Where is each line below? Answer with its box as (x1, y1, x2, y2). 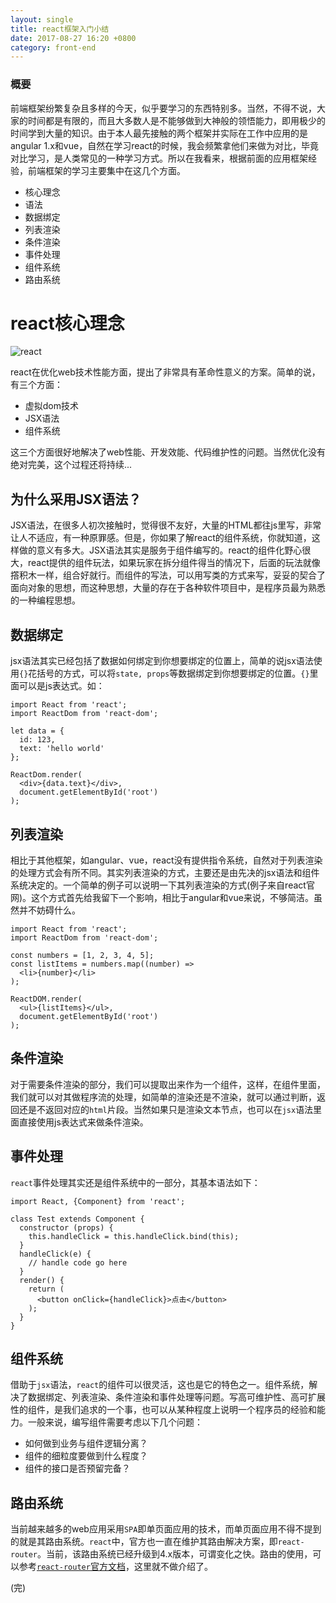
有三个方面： (10, 379, 63, 391)
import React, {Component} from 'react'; (10, 1196, 186, 1206)
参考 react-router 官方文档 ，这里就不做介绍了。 (18, 1561, 213, 1573)
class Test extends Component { (10, 1214, 145, 1224)
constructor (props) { (19, 1222, 114, 1233)
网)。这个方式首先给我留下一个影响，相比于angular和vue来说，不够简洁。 (10, 891, 314, 903)
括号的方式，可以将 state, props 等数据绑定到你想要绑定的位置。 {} (36, 667, 310, 680)
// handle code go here (28, 1257, 128, 1268)
